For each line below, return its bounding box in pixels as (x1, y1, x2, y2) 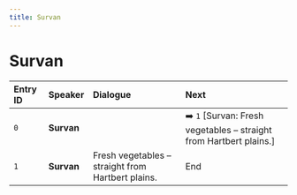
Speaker (48, 88, 85, 101)
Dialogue (92, 88, 132, 101)
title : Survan (9, 12, 62, 22)
